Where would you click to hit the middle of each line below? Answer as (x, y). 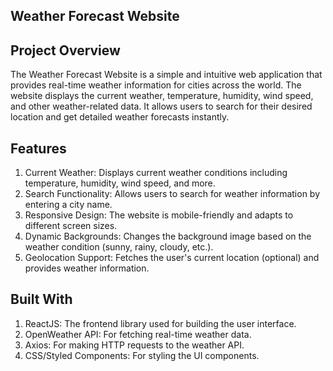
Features (38, 148)
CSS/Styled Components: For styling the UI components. (142, 355)
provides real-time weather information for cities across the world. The (156, 85)
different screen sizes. (71, 226)
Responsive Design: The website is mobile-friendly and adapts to (159, 215)
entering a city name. (68, 205)
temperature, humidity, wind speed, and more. (120, 183)
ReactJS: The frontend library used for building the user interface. (160, 323)
